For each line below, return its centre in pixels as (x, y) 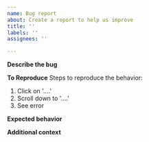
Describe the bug (32, 64)
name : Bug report (32, 13)
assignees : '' (27, 39)
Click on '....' (34, 91)
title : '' (21, 26)
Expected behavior (35, 119)
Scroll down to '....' (43, 98)
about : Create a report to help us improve (70, 20)
